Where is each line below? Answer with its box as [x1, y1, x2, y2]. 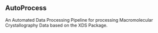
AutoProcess [5, 4, 47, 12]
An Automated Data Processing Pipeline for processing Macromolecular [5, 17, 153, 23]
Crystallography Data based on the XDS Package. [5, 22, 108, 28]
